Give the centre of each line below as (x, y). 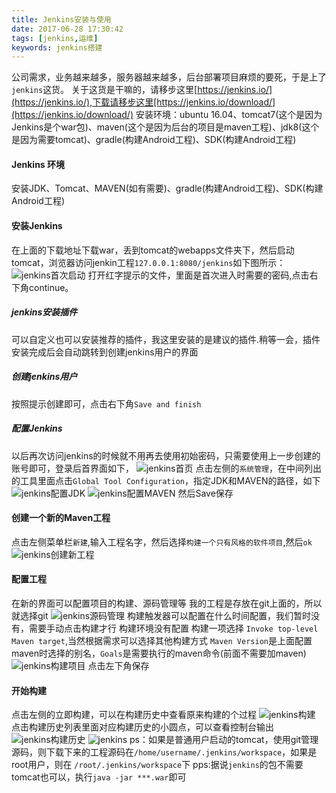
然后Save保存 (205, 493)
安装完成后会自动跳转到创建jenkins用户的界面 (105, 352)
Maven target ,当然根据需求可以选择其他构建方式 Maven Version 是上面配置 (162, 640)
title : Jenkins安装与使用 (61, 19)
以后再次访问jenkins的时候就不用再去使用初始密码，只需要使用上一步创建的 (166, 455)
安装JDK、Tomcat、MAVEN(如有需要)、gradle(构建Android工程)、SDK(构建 (167, 188)
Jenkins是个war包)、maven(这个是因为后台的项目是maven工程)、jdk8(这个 (165, 127)
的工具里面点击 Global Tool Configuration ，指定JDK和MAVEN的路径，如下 (166, 480)
